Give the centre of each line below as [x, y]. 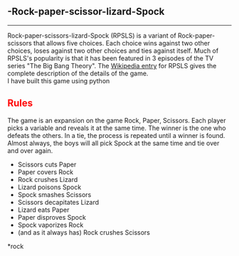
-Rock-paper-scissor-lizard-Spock [86, 12]
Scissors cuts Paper [47, 164]
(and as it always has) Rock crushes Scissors [84, 232]
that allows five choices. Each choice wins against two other [122, 43]
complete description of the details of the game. [78, 73]
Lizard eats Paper [43, 210]
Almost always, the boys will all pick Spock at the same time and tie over [113, 143]
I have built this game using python [59, 80]
